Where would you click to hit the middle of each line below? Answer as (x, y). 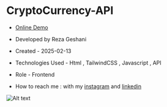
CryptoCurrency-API (60, 11)
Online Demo (32, 27)
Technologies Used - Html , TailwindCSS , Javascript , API (88, 63)
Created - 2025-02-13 (43, 51)
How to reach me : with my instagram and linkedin (78, 86)
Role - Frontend (35, 74)
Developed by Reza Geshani (51, 39)
